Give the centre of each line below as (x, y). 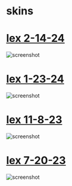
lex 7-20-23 (36, 161)
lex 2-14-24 (35, 39)
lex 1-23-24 (35, 79)
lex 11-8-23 (34, 120)
